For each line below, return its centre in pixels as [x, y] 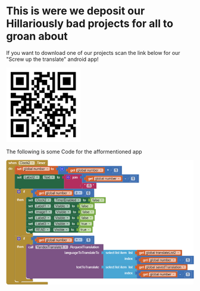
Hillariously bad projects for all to [90, 24]
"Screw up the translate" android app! [53, 59]
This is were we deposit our [76, 11]
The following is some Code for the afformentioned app [74, 151]
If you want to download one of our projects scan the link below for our [93, 52]
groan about [37, 36]
